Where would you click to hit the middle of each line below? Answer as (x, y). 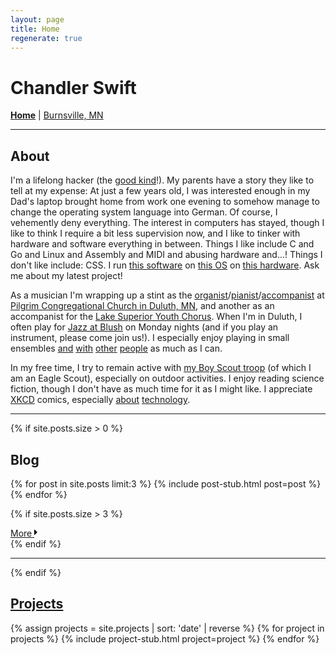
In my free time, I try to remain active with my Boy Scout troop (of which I (161, 368)
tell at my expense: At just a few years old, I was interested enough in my (160, 191)
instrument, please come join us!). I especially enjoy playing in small (150, 338)
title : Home (35, 29)
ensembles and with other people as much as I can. (116, 348)
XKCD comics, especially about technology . (100, 400)
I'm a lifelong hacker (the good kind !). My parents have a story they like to (162, 180)
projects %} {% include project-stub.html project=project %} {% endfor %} (165, 638)
